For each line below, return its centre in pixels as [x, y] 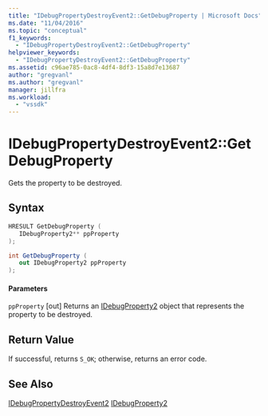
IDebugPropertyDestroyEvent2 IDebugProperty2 [88, 402]
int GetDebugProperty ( [48, 256]
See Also [31, 384]
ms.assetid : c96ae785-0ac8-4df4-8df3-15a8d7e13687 [94, 68]
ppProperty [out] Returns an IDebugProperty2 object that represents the [126, 306]
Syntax [26, 208]
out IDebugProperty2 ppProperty [73, 263]
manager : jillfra [37, 90]
